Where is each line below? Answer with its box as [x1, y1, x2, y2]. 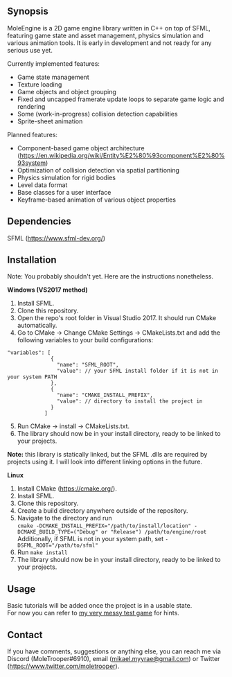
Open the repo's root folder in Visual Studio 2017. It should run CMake [17, 314, 217, 322]
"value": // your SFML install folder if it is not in [56, 367, 218, 375]
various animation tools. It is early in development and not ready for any [7, 38, 212, 47]
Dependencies [7, 216, 71, 227]
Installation [7, 254, 57, 266]
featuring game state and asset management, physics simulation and [7, 31, 204, 39]
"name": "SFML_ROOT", [56, 362, 119, 369]
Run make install [17, 548, 68, 556]
